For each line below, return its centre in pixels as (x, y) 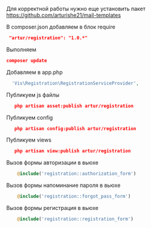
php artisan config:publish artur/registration (75, 129)
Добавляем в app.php (34, 72)
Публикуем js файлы (33, 95)
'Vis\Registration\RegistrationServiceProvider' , (75, 83)
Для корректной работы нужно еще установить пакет (76, 9)
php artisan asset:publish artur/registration (74, 106)
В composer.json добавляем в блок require (61, 27)
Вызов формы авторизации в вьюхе (52, 163)
